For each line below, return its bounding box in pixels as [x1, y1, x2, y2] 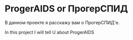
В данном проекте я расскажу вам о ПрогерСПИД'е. [5, 19, 120, 25]
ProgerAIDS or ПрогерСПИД [5, 3, 128, 14]
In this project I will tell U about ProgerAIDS [5, 29, 95, 35]
